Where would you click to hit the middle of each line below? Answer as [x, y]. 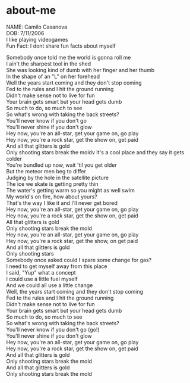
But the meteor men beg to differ [46, 171]
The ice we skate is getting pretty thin [53, 184]
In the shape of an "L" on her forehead [53, 76]
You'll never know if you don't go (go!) [53, 329]
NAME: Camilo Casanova [37, 27]
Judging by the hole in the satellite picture [57, 178]
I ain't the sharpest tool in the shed [49, 64]
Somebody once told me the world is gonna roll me [69, 57]
